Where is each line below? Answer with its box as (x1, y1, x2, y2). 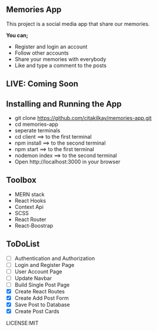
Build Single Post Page (14, 281, 70, 288)
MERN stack (14, 190, 45, 198)
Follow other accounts (14, 49, 69, 56)
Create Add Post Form (14, 295, 69, 302)
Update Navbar (14, 275, 52, 282)
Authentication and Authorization (14, 255, 96, 262)
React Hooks (14, 197, 46, 204)
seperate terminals (14, 127, 61, 134)
